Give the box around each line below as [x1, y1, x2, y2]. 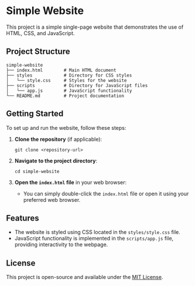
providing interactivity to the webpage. [14, 241, 108, 248]
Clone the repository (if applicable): [14, 136, 102, 143]
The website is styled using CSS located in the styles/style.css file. [14, 229, 180, 236]
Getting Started [6, 109, 64, 119]
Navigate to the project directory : [14, 157, 98, 164]
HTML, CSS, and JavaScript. [6, 29, 75, 36]
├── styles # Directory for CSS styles [6, 72, 132, 78]
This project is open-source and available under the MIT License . [6, 274, 163, 281]
